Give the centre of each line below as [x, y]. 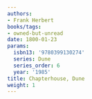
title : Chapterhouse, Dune [46, 78]
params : [18, 46]
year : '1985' [32, 72]
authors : [20, 14]
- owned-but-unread [35, 33]
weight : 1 [21, 85]
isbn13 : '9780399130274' [49, 53]
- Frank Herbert [30, 20]
